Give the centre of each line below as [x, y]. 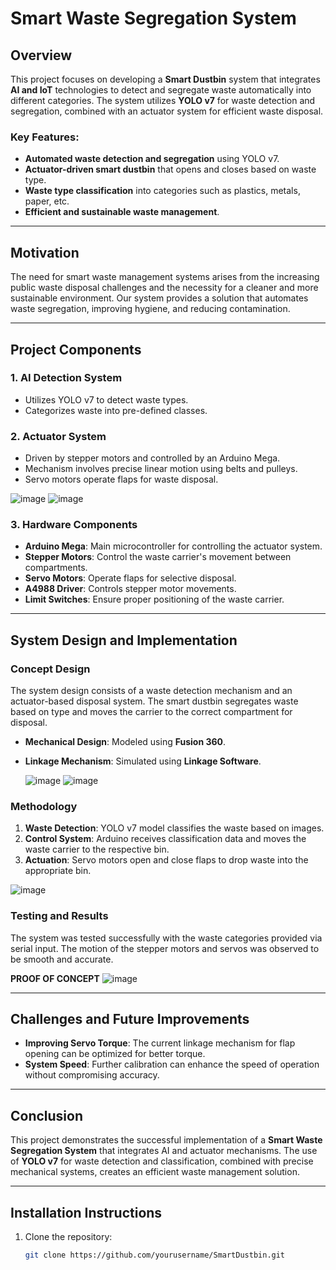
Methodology [44, 806]
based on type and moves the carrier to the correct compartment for [151, 712]
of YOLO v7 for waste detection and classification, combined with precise [162, 1161]
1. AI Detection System [66, 378]
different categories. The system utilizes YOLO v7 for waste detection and [163, 100]
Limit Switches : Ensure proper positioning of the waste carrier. [154, 599]
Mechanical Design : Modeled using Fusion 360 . [125, 742]
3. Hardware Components [74, 525]
